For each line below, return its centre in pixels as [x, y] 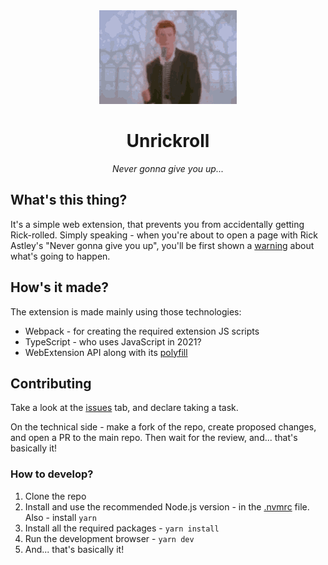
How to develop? [52, 474]
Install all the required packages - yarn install [122, 528]
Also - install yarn [60, 517]
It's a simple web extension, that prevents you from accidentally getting [157, 224]
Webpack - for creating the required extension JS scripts [142, 331]
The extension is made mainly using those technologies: [126, 311]
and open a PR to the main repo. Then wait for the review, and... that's [154, 438]
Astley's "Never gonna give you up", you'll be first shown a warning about [162, 245]
